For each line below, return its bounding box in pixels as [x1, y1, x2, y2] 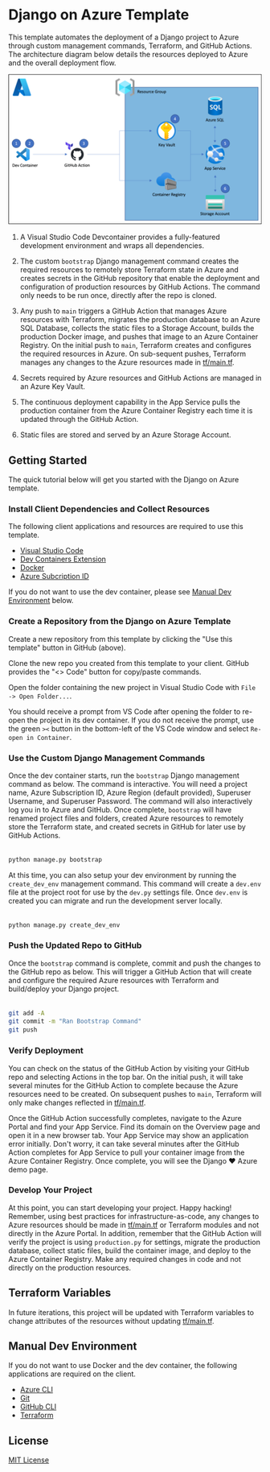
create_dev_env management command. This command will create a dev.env [8, 879, 261, 888]
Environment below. [8, 596, 74, 606]
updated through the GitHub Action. [19, 415, 139, 424]
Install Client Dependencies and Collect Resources [8, 503, 211, 515]
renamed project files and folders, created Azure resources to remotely [8, 813, 243, 823]
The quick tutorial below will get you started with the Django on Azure [8, 475, 239, 485]
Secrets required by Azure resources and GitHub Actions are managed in [19, 373, 262, 383]
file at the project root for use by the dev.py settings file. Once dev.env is [8, 887, 248, 897]
